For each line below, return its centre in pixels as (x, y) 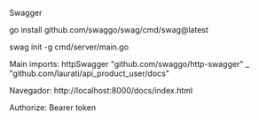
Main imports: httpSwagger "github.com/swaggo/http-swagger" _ (129, 64)
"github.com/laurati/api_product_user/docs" (90, 73)
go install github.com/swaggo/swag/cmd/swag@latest (109, 30)
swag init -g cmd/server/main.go (69, 47)
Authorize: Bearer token (53, 108)
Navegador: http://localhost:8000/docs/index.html (101, 90)
